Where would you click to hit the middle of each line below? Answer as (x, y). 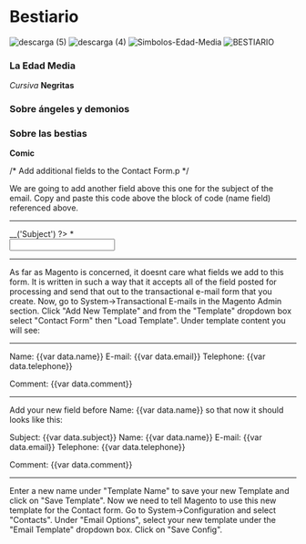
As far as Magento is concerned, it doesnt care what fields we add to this (147, 272)
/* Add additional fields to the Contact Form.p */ (99, 171)
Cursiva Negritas (42, 86)
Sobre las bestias (49, 134)
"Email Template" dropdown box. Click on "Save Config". (116, 529)
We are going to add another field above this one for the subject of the (142, 189)
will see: (25, 331)
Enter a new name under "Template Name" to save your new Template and (149, 491)
